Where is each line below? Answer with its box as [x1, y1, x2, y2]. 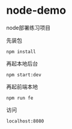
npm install [6, 48, 36, 54]
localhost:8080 [6, 118, 44, 124]
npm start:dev [6, 72, 42, 78]
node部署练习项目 [6, 24, 51, 31]
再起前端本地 [6, 83, 38, 90]
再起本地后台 [6, 60, 38, 67]
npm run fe [6, 95, 34, 101]
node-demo [6, 4, 67, 17]
